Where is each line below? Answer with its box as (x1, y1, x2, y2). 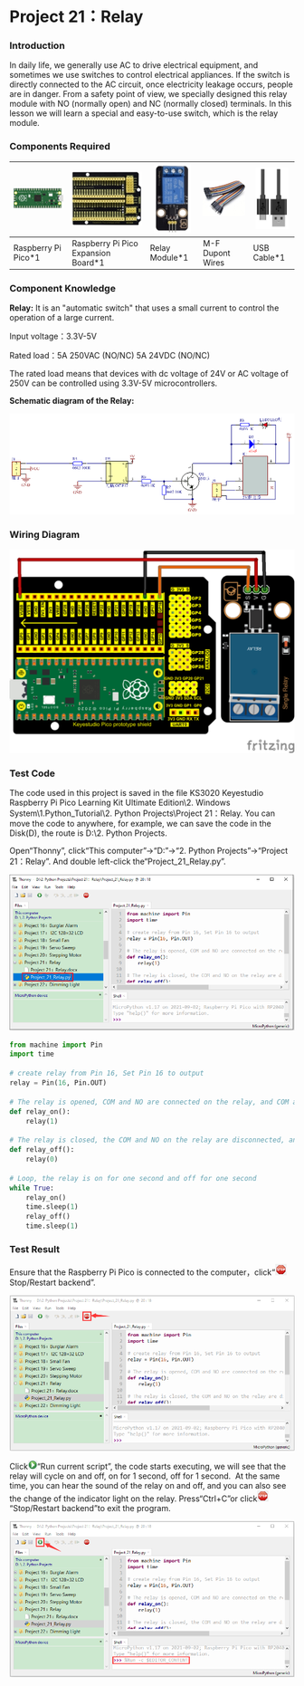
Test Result (9, 1242, 61, 1255)
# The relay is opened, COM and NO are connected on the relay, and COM (9, 1097, 290, 1106)
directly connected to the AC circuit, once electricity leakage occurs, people (9, 79, 294, 90)
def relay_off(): (9, 1145, 75, 1154)
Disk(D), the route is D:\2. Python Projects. (9, 828, 167, 838)
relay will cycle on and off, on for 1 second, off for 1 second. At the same (9, 1470, 280, 1481)
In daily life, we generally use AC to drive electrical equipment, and (9, 60, 259, 71)
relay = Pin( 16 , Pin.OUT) (9, 1078, 107, 1087)
